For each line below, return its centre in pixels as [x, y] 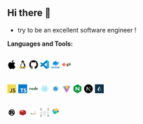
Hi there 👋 [29, 13]
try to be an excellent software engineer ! [77, 30]
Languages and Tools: [40, 44]
